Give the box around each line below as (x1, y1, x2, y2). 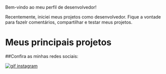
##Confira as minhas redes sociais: (5, 53, 78, 59)
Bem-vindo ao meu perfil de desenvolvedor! (5, 4, 97, 10)
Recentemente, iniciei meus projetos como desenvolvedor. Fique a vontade (5, 14, 161, 19)
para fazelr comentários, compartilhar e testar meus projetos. (5, 19, 132, 25)
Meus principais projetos (5, 37, 112, 48)
